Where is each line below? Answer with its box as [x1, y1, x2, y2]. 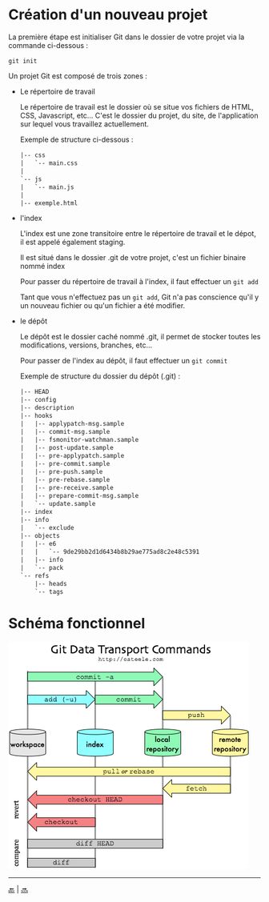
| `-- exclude [19, 523, 74, 531]
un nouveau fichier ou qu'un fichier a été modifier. [19, 300, 186, 310]
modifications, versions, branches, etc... [19, 340, 153, 350]
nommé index [19, 261, 66, 271]
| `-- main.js [19, 182, 74, 191]
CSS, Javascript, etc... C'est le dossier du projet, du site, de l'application [19, 110, 259, 120]
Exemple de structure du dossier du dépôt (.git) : [19, 371, 181, 381]
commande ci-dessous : [8, 40, 89, 50]
